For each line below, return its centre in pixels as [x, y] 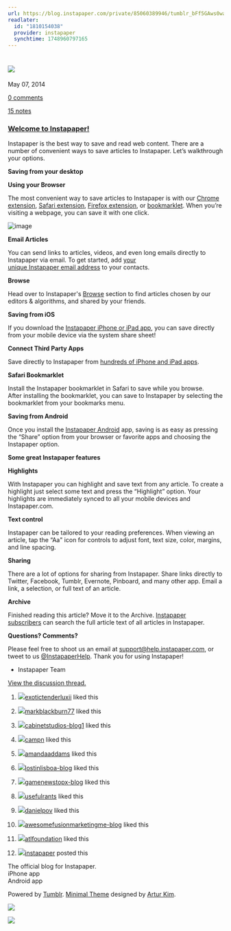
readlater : [23, 20]
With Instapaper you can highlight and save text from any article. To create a [115, 484]
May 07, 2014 [26, 85]
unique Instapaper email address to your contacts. [79, 267]
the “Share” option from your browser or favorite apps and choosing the [109, 437]
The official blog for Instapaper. [52, 866]
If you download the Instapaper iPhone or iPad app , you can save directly [111, 328]
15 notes [20, 111]
